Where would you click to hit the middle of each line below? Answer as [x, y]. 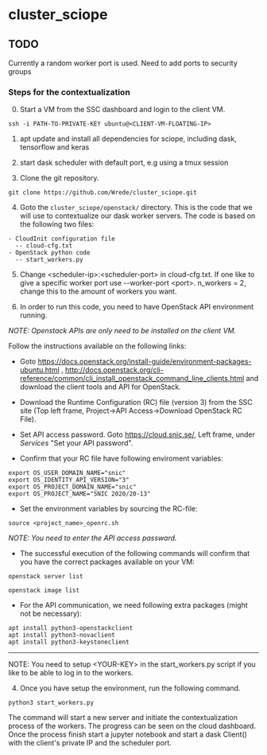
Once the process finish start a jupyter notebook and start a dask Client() [128, 734]
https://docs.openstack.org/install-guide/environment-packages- [145, 362]
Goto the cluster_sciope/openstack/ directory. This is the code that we [136, 208]
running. [33, 315]
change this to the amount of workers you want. [98, 291]
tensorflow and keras [54, 147]
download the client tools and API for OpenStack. [100, 387]
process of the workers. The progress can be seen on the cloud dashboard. [132, 726]
